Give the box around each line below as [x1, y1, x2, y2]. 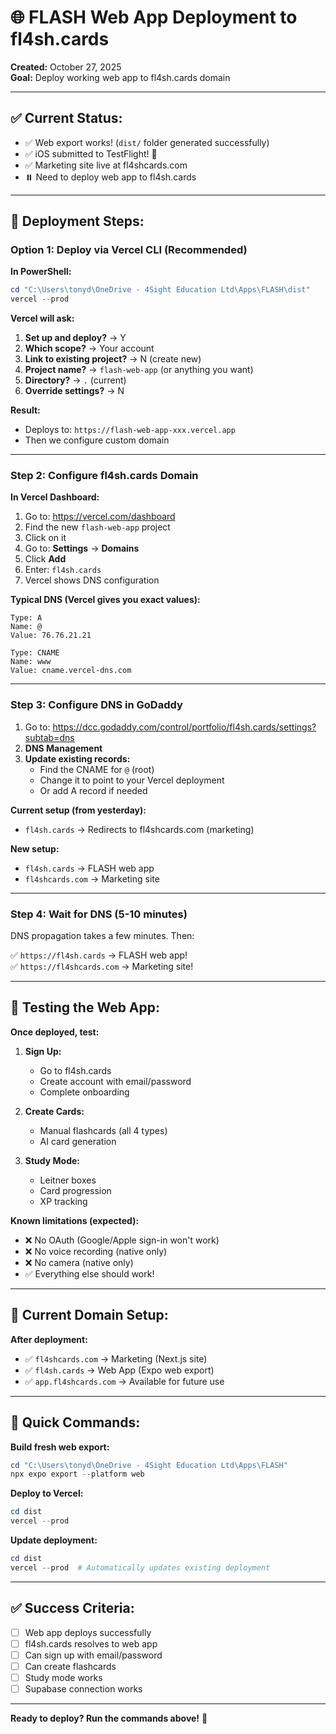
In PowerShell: [10, 266, 72, 278]
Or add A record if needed [39, 784, 148, 796]
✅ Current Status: [10, 110, 123, 127]
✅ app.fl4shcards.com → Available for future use [24, 1375, 225, 1387]
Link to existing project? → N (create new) [24, 353, 202, 365]
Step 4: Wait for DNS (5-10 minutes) [10, 907, 188, 921]
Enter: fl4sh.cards [24, 564, 102, 576]
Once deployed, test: [10, 1026, 100, 1038]
